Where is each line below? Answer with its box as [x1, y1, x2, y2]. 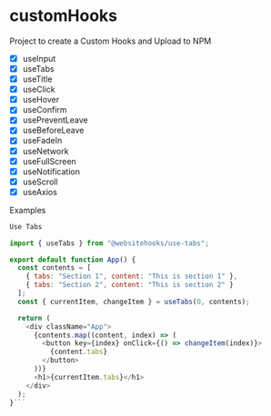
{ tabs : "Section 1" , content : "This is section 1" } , [25, 272, 238, 282]
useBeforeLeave [22, 124, 85, 136]
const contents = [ [17, 263, 92, 272]
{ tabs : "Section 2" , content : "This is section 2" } [25, 281, 234, 290]
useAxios [22, 186, 57, 197]
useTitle [22, 74, 53, 84]
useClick [22, 84, 56, 95]
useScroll [22, 176, 58, 187]
